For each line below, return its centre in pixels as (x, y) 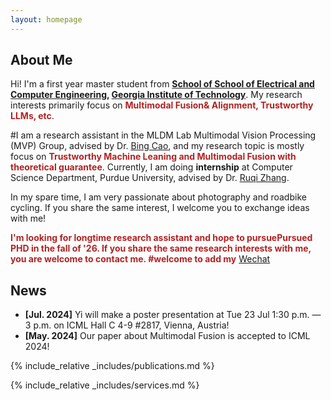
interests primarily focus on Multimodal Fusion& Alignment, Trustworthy (162, 105)
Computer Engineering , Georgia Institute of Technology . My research (156, 95)
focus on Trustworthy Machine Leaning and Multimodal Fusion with (153, 157)
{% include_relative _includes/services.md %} (105, 385)
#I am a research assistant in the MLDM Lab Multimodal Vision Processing (163, 135)
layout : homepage (46, 19)
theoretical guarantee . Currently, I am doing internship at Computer (151, 167)
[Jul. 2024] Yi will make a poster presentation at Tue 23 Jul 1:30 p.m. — (173, 315)
